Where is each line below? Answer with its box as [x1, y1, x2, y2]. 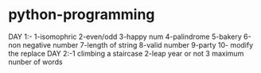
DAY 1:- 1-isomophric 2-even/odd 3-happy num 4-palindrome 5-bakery [8, 32, 243, 41]
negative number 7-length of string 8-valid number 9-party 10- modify [22, 40, 254, 49]
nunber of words [8, 57, 63, 67]
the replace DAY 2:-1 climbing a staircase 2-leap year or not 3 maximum [8, 48, 244, 58]
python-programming [8, 6, 155, 24]
